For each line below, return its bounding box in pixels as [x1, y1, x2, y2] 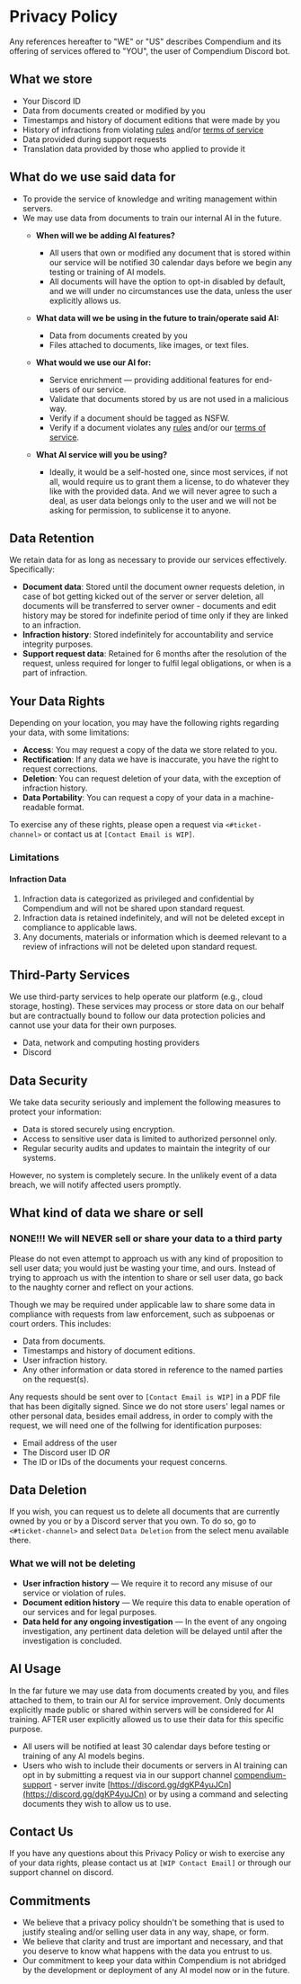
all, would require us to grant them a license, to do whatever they [49, 476, 290, 487]
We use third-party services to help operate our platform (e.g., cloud [9, 991, 263, 1002]
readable [22, 802, 56, 813]
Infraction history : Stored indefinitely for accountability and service [22, 630, 274, 640]
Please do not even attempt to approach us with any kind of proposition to [9, 1253, 284, 1264]
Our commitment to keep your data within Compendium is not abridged [22, 1955, 287, 1966]
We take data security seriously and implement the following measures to [9, 1096, 281, 1107]
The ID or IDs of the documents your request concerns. [22, 1456, 227, 1467]
